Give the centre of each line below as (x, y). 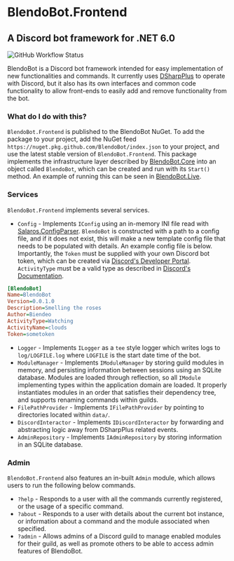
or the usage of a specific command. (70, 506)
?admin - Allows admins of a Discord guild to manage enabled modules (119, 536)
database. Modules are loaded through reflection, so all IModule (109, 377)
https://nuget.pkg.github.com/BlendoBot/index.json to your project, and (113, 147)
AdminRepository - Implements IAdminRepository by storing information (119, 437)
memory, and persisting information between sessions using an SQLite (119, 370)
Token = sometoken (31, 334)
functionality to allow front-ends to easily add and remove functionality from (117, 91)
